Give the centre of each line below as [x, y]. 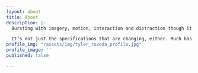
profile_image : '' [29, 50]
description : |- [26, 23]
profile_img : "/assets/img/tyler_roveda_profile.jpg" [74, 45]
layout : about [24, 12]
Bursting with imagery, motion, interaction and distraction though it [102, 28]
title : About [22, 17]
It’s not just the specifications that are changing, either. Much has [102, 39]
